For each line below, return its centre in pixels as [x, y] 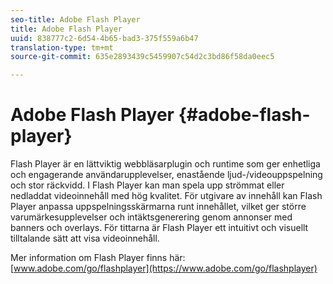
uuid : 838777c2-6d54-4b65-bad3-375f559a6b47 [104, 38]
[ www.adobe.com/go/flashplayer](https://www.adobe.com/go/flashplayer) [164, 268]
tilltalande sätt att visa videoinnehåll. [85, 238]
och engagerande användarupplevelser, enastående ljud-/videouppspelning [166, 175]
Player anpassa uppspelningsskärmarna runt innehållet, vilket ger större [158, 207]
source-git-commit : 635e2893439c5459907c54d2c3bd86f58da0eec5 [142, 57]
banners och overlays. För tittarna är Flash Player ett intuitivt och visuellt [159, 228]
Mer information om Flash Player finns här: [98, 258]
